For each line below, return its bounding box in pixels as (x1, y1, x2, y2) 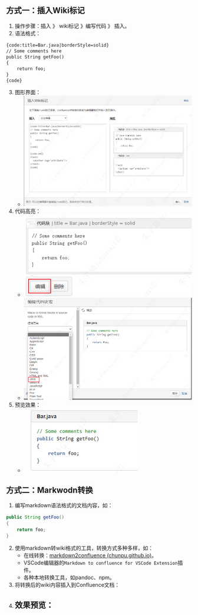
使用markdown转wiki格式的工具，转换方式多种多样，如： (14, 544, 154, 551)
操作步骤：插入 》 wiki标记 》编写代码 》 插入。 (14, 22, 130, 29)
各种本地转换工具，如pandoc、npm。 (23, 574, 115, 581)
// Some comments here (6, 48, 62, 54)
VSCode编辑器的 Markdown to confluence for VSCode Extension (23, 559, 178, 566)
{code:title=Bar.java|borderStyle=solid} (6, 42, 110, 48)
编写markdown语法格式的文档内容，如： (14, 502, 113, 509)
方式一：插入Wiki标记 (6, 5, 85, 16)
